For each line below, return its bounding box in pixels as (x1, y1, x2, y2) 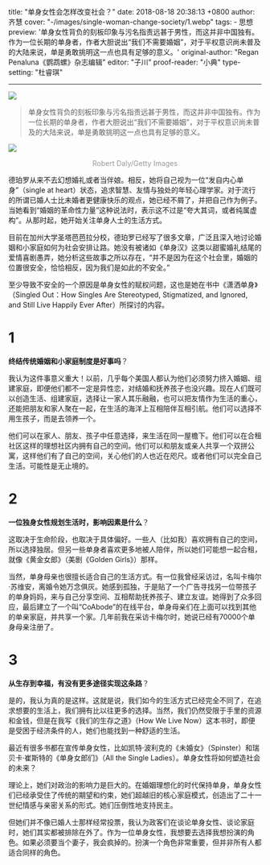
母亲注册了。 (14, 622, 58, 631)
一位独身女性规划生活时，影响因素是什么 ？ (8, 517, 149, 527)
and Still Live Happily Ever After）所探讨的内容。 (8, 300, 169, 309)
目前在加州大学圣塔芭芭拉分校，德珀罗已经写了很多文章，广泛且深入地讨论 (8, 233, 255, 242)
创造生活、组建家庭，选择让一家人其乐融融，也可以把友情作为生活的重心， (14, 393, 262, 403)
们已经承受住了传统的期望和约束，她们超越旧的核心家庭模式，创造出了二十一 (8, 790, 262, 800)
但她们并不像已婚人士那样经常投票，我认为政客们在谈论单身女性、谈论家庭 (8, 817, 255, 827)
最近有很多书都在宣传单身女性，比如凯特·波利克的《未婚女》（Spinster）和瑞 (8, 743, 260, 752)
